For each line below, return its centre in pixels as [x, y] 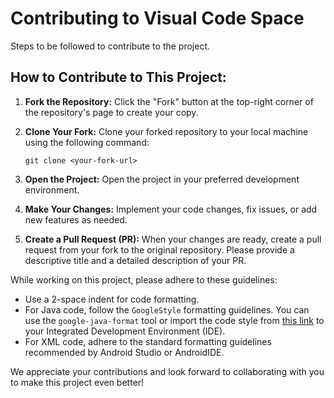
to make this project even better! [77, 382]
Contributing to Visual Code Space [157, 18]
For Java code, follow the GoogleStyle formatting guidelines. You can [167, 309]
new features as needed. [76, 219]
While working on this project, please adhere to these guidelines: [144, 279]
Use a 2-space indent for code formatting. [112, 299]
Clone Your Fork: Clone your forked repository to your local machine [166, 131]
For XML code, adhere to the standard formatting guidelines [148, 341]
